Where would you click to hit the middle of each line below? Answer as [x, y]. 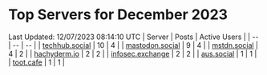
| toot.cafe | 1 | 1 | [37, 62]
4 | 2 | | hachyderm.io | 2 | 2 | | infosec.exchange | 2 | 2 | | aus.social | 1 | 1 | [133, 53]
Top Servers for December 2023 [118, 15]
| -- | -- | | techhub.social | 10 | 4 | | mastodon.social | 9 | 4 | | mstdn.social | [133, 45]
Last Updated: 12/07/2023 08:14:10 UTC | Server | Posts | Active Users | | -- [133, 37]
